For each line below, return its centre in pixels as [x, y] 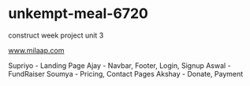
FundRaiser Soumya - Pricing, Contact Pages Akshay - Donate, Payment [126, 73]
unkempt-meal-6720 [78, 14]
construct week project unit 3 [56, 35]
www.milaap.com [36, 50]
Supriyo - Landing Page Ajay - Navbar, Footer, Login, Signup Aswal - [119, 65]
